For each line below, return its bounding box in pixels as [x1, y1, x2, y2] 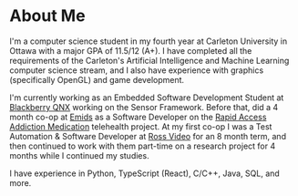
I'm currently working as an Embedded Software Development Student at [9, 92, 284, 103]
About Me [9, 5, 86, 26]
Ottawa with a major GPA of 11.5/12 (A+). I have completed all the [9, 45, 252, 56]
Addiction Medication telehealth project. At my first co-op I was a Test [9, 120, 272, 132]
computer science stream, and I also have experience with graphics [9, 65, 264, 76]
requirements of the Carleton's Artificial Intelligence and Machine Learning [9, 55, 290, 66]
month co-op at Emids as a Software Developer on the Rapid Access [9, 111, 267, 122]
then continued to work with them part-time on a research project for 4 [9, 140, 276, 151]
